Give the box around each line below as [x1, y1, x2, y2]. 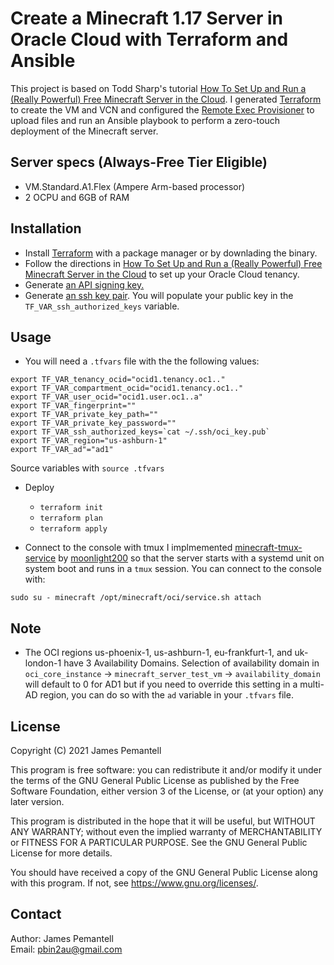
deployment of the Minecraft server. [10, 125, 159, 137]
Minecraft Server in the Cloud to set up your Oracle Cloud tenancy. [24, 268, 300, 280]
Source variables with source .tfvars [10, 462, 165, 474]
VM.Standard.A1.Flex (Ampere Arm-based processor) [24, 180, 246, 192]
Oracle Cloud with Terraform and [10, 28, 289, 51]
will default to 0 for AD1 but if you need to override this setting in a [24, 678, 298, 691]
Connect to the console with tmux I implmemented [24, 542, 233, 554]
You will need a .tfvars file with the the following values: [24, 355, 260, 367]
